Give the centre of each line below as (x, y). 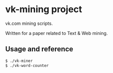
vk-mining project (44, 9)
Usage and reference (39, 49)
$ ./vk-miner (19, 61)
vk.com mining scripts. (29, 23)
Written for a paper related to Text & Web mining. (56, 33)
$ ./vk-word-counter (27, 65)
